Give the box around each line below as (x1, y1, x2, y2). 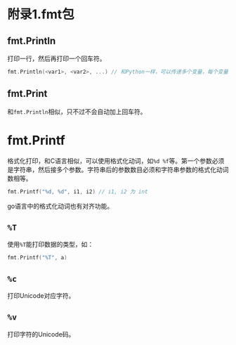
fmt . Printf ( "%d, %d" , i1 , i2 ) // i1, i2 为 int (7, 188, 148, 195)
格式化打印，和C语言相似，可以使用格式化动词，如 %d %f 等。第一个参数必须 (7, 156, 225, 165)
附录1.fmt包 (7, 6, 75, 22)
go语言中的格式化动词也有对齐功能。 (7, 202, 114, 210)
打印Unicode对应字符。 (7, 292, 75, 299)
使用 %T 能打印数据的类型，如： (7, 240, 94, 249)
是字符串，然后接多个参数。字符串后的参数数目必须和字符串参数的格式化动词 (7, 165, 229, 174)
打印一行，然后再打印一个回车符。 (7, 54, 106, 63)
